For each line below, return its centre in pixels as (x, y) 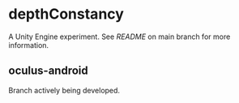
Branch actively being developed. (64, 90)
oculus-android (49, 71)
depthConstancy (66, 14)
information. (29, 45)
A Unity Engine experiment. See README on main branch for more (119, 36)
